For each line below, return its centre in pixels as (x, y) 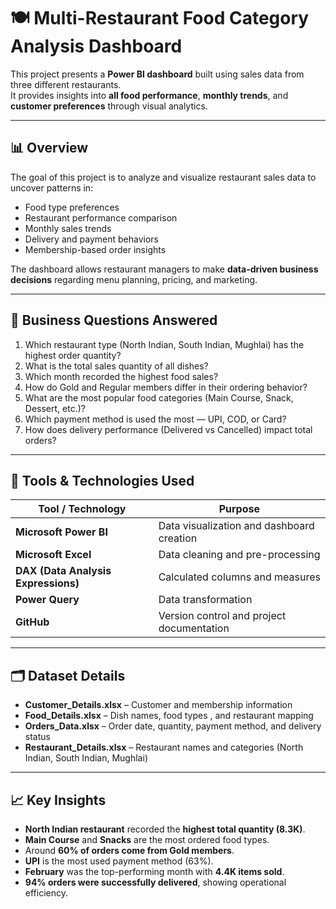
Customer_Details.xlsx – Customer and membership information (158, 705)
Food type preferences (72, 207)
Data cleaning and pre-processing (239, 555)
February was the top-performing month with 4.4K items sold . (154, 871)
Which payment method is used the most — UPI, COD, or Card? (155, 419)
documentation (194, 628)
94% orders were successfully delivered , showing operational (155, 882)
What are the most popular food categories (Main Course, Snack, (159, 397)
